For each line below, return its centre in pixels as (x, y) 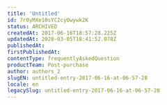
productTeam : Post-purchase (48, 65)
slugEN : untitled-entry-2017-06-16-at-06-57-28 (78, 78)
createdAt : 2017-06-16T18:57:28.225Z (62, 33)
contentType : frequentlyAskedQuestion (63, 59)
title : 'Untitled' (34, 13)
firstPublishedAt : (34, 52)
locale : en (23, 84)
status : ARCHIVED (32, 26)
